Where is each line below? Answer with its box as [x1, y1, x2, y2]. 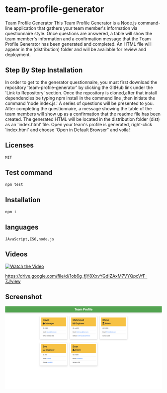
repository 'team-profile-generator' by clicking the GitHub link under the [5, 84, 153, 90]
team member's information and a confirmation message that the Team [5, 36, 151, 42]
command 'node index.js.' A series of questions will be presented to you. [5, 100, 154, 106]
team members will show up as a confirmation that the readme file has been [5, 111, 161, 117]
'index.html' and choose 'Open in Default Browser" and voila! [5, 127, 130, 133]
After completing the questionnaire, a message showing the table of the [5, 105, 152, 111]
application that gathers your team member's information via [13, 25, 138, 31]
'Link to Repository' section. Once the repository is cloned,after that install [5, 89, 157, 95]
